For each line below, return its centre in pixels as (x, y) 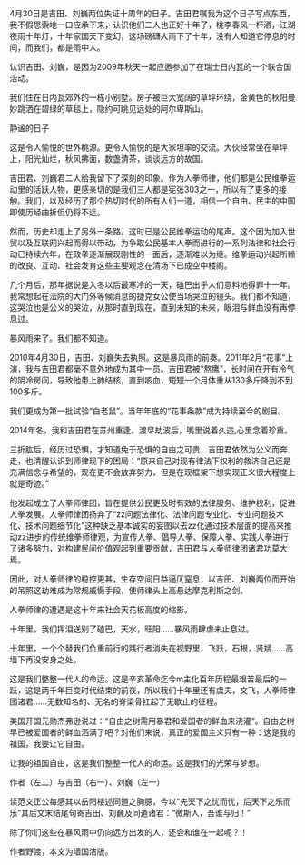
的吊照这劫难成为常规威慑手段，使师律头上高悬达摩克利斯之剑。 (128, 590)
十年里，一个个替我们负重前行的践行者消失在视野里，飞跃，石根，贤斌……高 (152, 648)
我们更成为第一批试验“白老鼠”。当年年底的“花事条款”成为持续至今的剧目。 (148, 411)
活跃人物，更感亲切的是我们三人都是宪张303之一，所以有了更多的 (156, 189)
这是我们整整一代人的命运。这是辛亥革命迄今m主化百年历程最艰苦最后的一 (148, 679)
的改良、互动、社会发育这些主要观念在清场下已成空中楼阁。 (121, 265)
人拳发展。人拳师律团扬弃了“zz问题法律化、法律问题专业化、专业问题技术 (147, 514)
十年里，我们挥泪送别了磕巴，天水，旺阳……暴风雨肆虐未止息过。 (132, 629)
